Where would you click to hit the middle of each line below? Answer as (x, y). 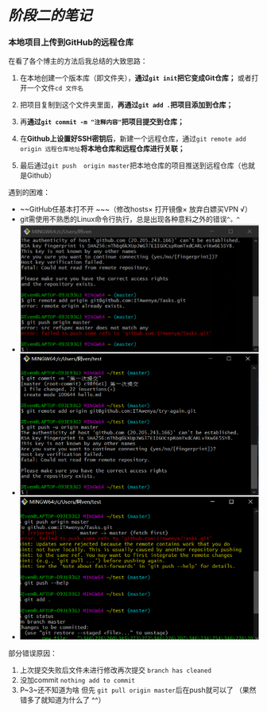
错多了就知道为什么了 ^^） (62, 700)
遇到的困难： (29, 193)
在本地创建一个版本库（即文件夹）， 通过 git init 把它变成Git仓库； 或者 (135, 78)
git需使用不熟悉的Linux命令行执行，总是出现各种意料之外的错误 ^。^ (130, 220)
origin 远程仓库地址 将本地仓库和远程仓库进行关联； (102, 149)
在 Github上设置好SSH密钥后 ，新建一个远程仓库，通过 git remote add (133, 138)
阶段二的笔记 (50, 16)
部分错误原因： (33, 653)
